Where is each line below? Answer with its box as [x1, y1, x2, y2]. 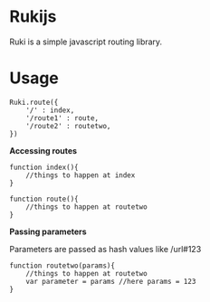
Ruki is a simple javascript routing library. [9, 36, 163, 47]
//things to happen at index [25, 170, 136, 180]
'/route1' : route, [25, 113, 100, 123]
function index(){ [9, 163, 79, 172]
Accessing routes [9, 145, 78, 156]
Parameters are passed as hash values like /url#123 [9, 243, 202, 254]
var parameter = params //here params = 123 [25, 277, 196, 286]
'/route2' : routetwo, [25, 121, 111, 130]
